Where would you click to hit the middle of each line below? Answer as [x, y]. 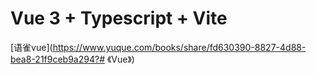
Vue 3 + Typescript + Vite [119, 18]
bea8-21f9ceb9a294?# [58, 59]
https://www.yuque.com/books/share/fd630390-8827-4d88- [179, 47]
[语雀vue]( [31, 47]
